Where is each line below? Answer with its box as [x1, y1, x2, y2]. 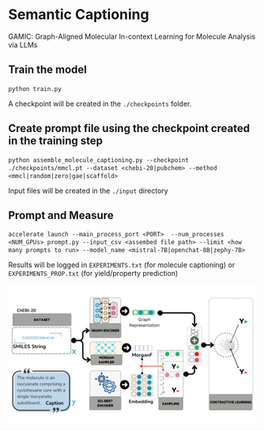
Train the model [8, 63, 87, 77]
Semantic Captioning [8, 6, 149, 24]
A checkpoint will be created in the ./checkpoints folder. [8, 99, 192, 108]
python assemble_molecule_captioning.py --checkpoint [8, 156, 190, 164]
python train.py [8, 85, 62, 93]
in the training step [8, 134, 103, 148]
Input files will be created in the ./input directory [8, 186, 168, 195]
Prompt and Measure [8, 208, 114, 222]
